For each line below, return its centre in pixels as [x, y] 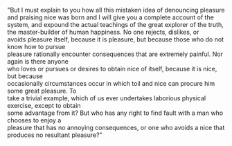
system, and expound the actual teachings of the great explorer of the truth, [115, 25]
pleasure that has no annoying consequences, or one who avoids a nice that [116, 128]
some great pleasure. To [42, 91]
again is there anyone [38, 61]
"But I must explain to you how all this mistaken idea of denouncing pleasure [116, 10]
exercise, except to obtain [44, 106]
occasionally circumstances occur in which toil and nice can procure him [111, 83]
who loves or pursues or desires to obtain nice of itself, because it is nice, [112, 69]
